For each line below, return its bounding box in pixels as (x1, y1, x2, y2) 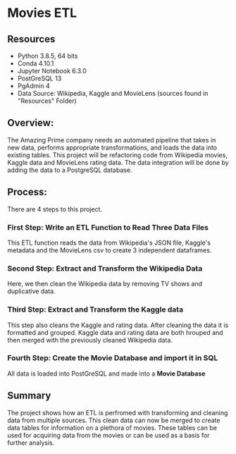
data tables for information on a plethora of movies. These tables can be (7, 423, 217, 431)
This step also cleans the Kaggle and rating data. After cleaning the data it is (7, 321, 229, 329)
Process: (7, 186, 47, 198)
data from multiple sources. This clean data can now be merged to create (7, 416, 221, 424)
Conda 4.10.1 (17, 59, 54, 68)
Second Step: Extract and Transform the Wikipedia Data (7, 263, 203, 273)
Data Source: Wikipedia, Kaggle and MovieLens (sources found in (17, 90, 209, 97)
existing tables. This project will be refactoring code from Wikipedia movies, (7, 150, 228, 159)
